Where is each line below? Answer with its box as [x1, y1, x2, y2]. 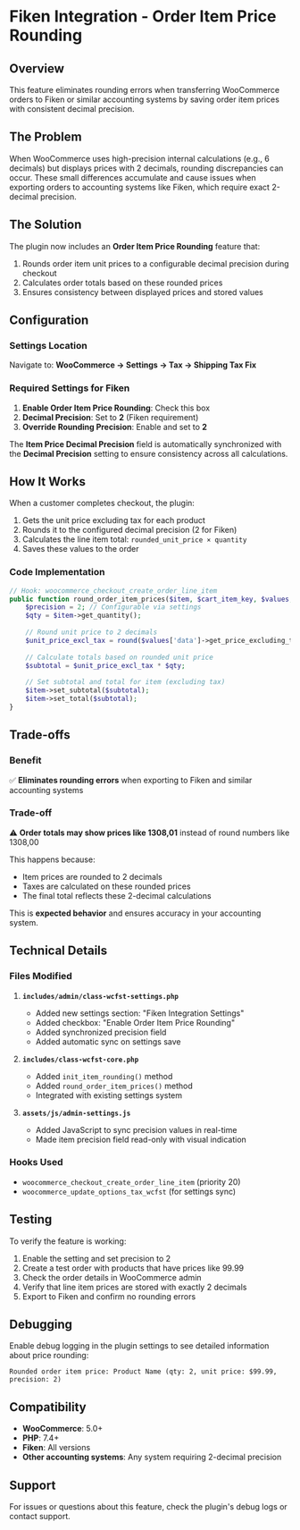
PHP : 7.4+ [21, 1433, 60, 1443]
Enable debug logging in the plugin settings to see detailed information [9, 1340, 270, 1351]
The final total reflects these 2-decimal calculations [21, 890, 212, 900]
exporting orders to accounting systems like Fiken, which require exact [9, 182, 271, 192]
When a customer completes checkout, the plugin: [9, 498, 195, 509]
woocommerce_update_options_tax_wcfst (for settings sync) [21, 1186, 237, 1196]
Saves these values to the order [21, 544, 140, 554]
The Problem [9, 130, 82, 145]
